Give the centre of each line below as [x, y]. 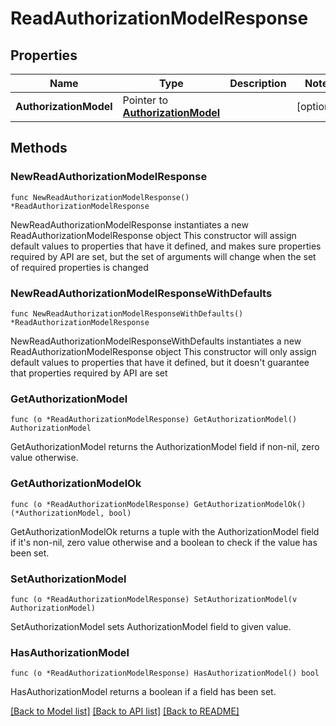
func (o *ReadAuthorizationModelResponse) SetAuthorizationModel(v [154, 599]
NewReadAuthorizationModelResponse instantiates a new [129, 224]
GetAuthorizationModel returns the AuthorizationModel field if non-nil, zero [165, 447]
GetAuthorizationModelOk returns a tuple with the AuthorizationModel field [165, 531]
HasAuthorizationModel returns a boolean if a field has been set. [143, 692]
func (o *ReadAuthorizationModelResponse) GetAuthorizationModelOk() [158, 504]
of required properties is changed [79, 267]
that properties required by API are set [89, 373]
